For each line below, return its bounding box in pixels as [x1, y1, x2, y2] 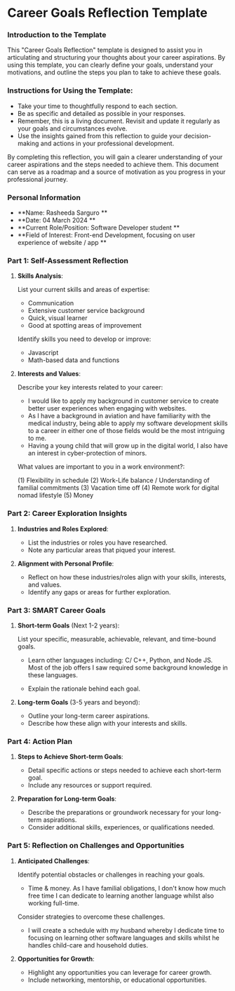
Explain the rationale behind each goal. [27, 684, 141, 693]
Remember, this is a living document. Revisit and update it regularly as [17, 117, 220, 125]
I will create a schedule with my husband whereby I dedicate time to [27, 926, 224, 934]
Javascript [27, 349, 59, 357]
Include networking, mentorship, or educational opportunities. [27, 976, 207, 984]
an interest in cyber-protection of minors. [27, 449, 147, 458]
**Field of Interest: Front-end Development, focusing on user [17, 231, 196, 239]
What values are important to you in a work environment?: [17, 463, 185, 471]
